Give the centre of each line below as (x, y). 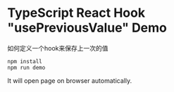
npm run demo (26, 67)
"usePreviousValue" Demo (87, 28)
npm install (25, 61)
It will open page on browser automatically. (70, 80)
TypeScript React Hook (76, 13)
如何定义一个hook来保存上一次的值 (58, 48)
